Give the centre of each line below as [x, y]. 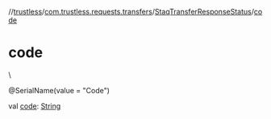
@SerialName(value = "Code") [59, 90]
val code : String [35, 106]
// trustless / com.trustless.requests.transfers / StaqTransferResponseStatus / [131, 12]
